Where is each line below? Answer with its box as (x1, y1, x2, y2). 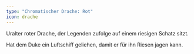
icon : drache (6, 14, 38, 20)
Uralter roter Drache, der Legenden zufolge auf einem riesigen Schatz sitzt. (6, 30, 189, 37)
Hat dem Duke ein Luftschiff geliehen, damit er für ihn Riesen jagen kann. (6, 41, 183, 48)
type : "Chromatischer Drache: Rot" (6, 8, 93, 15)
